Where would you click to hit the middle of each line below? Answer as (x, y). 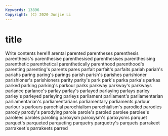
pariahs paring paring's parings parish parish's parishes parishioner (76, 75)
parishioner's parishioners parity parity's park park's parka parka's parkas (83, 80)
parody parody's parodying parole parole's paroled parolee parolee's (77, 112)
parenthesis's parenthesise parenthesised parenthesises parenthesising (80, 59)
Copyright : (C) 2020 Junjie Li (38, 15)
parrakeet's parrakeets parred (37, 128)
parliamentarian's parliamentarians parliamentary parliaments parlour (78, 102)
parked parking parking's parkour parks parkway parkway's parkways (78, 86)
